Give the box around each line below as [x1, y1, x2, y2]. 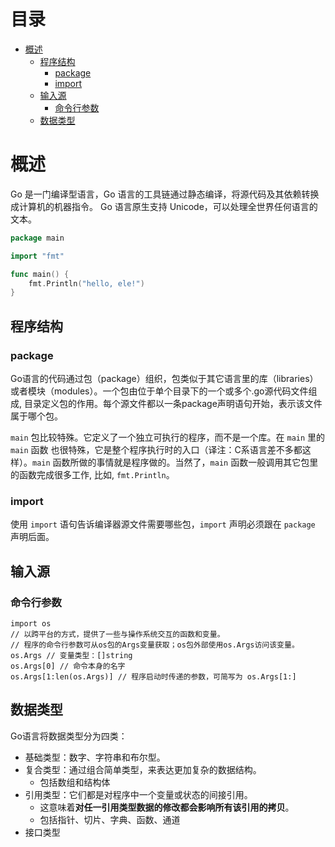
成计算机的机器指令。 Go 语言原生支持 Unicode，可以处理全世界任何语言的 [10, 200, 318, 212]
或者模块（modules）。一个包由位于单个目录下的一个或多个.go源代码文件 [10, 385, 309, 397]
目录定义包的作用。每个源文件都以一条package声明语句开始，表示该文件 [23, 397, 323, 409]
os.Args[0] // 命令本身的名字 [10, 661, 126, 671]
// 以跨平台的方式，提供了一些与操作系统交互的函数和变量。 [10, 629, 225, 639]
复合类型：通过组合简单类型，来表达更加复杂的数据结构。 [24, 763, 262, 775]
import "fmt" [10, 251, 65, 261]
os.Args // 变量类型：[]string [10, 650, 133, 660]
